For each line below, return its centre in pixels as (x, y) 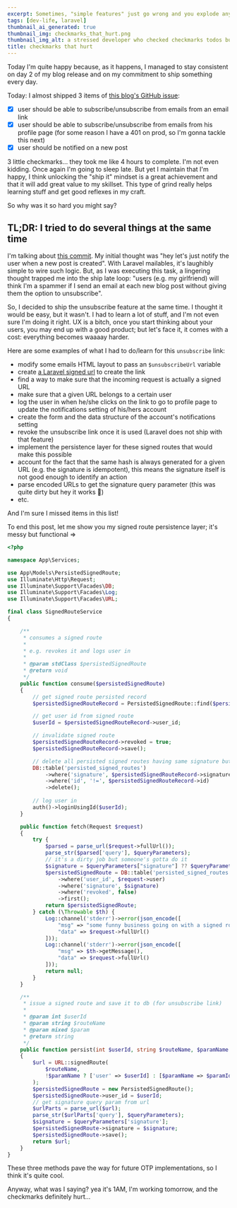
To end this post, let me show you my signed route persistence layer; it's (113, 527)
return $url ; (52, 1142)
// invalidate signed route (74, 735)
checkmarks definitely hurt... (49, 1197)
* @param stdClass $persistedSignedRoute (85, 664)
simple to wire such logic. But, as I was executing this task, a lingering (109, 271)
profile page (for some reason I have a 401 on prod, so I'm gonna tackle (121, 133)
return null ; (64, 971)
